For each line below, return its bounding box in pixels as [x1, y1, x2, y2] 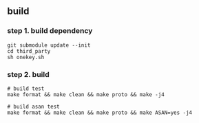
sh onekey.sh [7, 54, 45, 60]
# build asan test [7, 103, 60, 110]
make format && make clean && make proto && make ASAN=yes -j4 [7, 109, 193, 116]
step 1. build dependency [7, 26, 93, 36]
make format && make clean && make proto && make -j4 [7, 91, 165, 98]
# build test [7, 85, 45, 92]
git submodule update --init [7, 41, 91, 49]
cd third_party [7, 47, 51, 54]
